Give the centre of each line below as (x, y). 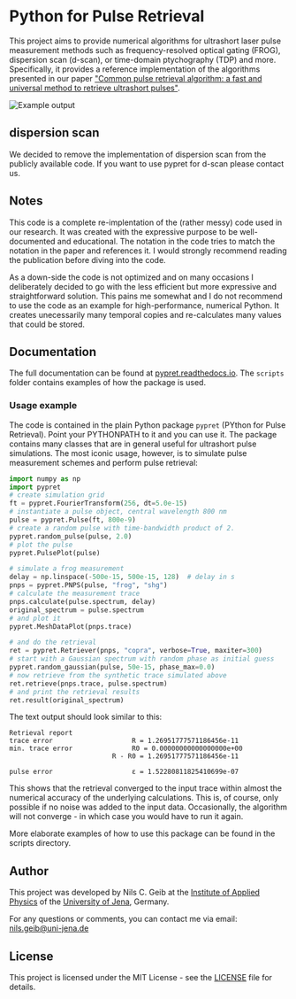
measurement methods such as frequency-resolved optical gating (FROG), (145, 50)
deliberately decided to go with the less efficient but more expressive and (143, 286)
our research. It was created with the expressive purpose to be (124, 231)
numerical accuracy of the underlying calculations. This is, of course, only (144, 798)
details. (23, 987)
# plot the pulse (41, 545)
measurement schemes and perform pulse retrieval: (104, 462)
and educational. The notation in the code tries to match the (166, 241)
